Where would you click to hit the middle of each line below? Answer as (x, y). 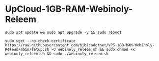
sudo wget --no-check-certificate (40, 41)
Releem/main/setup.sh (27, 49)
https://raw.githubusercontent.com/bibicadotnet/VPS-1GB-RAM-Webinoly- (80, 45)
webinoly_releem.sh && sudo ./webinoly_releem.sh (57, 54)
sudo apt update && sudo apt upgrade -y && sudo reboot (63, 32)
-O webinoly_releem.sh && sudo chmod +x (93, 49)
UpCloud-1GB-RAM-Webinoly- (69, 9)
